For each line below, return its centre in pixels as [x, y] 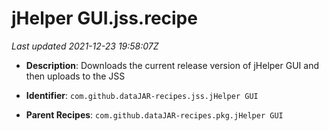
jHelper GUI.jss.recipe [104, 18]
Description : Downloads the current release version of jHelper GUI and [172, 65]
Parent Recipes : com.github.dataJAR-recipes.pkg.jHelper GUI [154, 114]
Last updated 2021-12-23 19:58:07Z [85, 46]
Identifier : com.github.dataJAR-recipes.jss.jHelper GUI [142, 95]
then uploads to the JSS [75, 76]
